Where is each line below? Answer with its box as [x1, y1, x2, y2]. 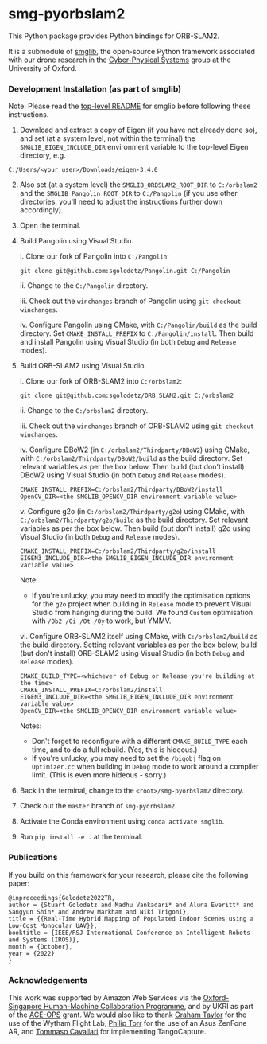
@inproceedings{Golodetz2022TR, [8, 894, 115, 902]
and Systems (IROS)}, [8, 936, 80, 944]
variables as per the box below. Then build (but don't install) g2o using [19, 524, 251, 533]
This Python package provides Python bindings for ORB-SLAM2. [8, 31, 220, 41]
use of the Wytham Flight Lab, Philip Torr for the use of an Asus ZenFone [8, 1018, 247, 1027]
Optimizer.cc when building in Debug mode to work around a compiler [31, 762, 259, 772]
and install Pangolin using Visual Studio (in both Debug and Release [19, 337, 237, 347]
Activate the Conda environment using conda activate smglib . [19, 816, 225, 826]
